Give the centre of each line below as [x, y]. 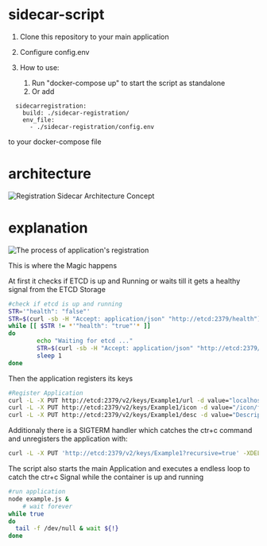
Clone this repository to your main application [94, 37]
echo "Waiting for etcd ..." [85, 341]
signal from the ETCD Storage [57, 289]
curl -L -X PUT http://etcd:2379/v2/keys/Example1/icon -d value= [120, 408]
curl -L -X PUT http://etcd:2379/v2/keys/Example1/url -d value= [118, 400]
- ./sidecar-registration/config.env [92, 127]
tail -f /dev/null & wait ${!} [67, 528]
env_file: [39, 120]
